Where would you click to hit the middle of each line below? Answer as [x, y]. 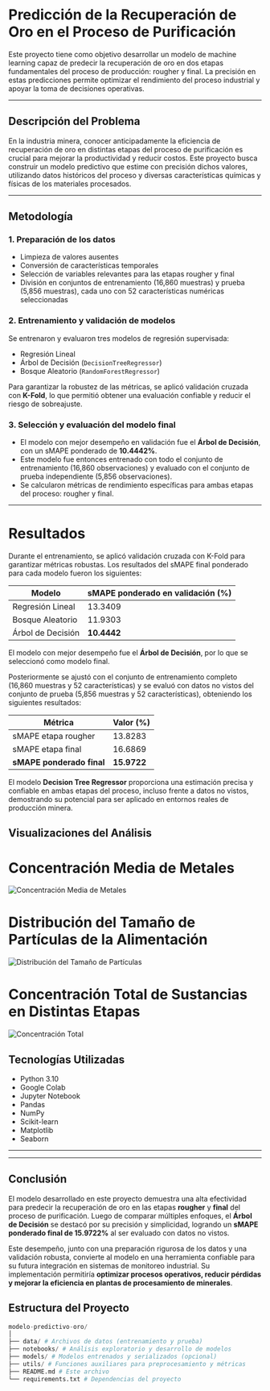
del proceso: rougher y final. [67, 494]
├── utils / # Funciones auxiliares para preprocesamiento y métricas [127, 1364]
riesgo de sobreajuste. [45, 404]
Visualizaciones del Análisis [80, 833]
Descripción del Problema [74, 121]
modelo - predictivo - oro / [48, 1327]
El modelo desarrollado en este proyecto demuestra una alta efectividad [128, 1198]
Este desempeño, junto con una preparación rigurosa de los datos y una [128, 1248]
